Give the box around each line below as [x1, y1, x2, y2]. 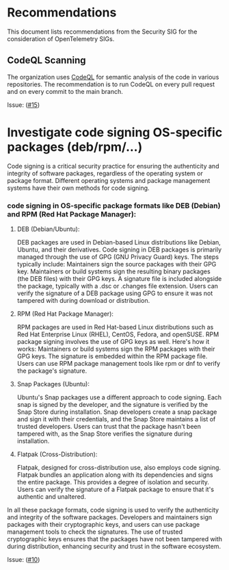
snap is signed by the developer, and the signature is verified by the [16, 400, 208, 408]
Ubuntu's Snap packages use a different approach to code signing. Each [16, 393, 222, 401]
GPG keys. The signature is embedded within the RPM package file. [16, 351, 208, 360]
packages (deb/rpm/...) [7, 139, 143, 155]
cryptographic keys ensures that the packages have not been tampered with [7, 534, 222, 543]
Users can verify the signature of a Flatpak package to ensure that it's [16, 485, 214, 493]
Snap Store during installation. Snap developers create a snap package [16, 408, 217, 416]
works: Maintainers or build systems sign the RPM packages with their [16, 345, 215, 353]
